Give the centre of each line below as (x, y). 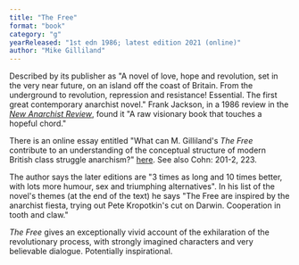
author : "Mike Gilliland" (57, 51)
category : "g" (36, 34)
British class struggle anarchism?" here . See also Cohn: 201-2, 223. (133, 160)
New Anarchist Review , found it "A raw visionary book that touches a (136, 114)
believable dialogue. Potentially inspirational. (91, 252)
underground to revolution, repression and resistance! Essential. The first (144, 95)
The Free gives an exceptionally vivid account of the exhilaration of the (139, 232)
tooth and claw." (39, 215)
